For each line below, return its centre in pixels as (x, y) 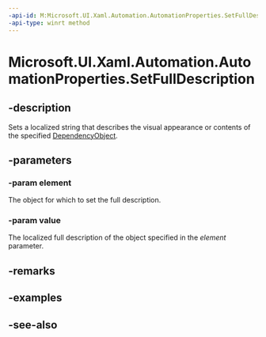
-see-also (33, 325)
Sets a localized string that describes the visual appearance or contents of (129, 127)
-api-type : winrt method (49, 23)
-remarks (32, 271)
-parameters (40, 160)
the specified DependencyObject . (63, 135)
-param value (34, 221)
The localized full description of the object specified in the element (117, 237)
